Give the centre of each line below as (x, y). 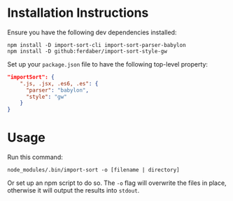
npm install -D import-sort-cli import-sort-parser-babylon (97, 45)
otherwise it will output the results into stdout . (73, 190)
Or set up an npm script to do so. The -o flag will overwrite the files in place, (117, 183)
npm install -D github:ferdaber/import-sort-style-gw (87, 51)
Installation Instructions (78, 13)
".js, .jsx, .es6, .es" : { (59, 83)
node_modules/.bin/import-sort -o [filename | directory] (93, 170)
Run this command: (35, 157)
